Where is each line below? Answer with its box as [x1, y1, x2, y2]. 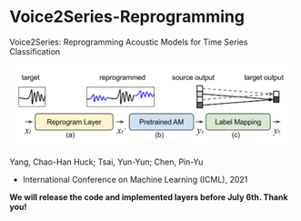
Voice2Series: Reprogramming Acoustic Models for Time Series [9, 36, 248, 47]
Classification [9, 45, 61, 56]
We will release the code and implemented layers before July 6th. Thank [9, 191, 288, 202]
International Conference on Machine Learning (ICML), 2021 [22, 174, 248, 185]
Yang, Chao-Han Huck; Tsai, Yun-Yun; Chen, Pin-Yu [9, 156, 204, 167]
